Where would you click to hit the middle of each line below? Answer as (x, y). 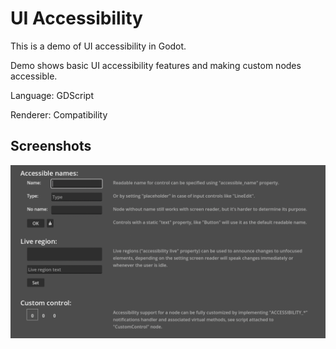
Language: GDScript (52, 95)
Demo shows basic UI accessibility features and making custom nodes (156, 65)
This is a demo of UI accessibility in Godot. (98, 46)
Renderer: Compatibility (59, 114)
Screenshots (51, 146)
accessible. (34, 76)
